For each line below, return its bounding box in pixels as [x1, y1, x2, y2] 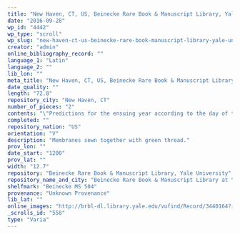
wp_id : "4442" [7, 24, 50, 31]
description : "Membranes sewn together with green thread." [7, 136, 191, 143]
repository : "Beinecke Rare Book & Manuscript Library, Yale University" [7, 169, 232, 177]
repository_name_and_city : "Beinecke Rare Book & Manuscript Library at [7, 176, 229, 183]
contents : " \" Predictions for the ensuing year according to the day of [7, 110, 229, 117]
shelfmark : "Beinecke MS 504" [7, 183, 98, 190]
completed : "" [7, 116, 50, 123]
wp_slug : [7, 37, 34, 44]
